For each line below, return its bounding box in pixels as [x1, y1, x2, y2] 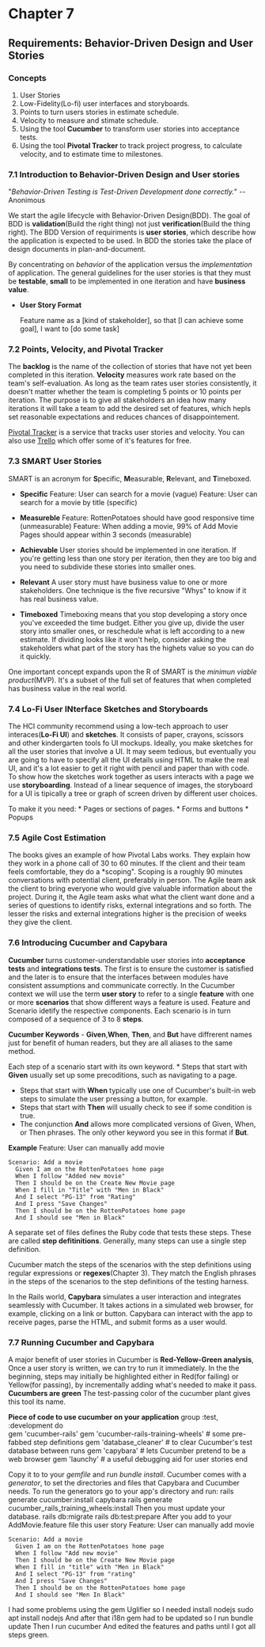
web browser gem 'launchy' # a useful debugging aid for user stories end [8, 1454, 248, 1463]
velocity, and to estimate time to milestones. [19, 149, 164, 158]
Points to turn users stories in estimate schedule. [19, 107, 180, 116]
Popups [8, 812, 34, 822]
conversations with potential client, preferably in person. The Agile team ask [8, 876, 256, 885]
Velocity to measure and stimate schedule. [19, 116, 159, 125]
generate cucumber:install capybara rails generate [8, 1494, 173, 1504]
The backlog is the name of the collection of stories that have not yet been [8, 362, 252, 371]
